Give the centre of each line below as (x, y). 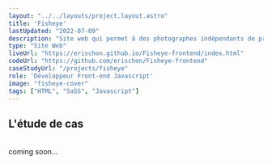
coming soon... (33, 152)
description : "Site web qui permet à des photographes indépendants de (132, 38)
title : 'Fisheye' (38, 23)
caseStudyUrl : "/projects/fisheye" (68, 69)
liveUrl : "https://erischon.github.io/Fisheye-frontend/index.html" (126, 53)
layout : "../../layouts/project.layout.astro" (88, 16)
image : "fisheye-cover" (49, 83)
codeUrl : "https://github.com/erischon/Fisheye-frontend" (108, 61)
